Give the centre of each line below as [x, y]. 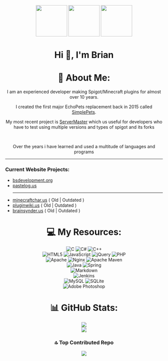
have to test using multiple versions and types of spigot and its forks [84, 127]
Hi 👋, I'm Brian [84, 55]
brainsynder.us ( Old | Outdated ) [46, 211]
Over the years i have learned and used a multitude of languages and [84, 147]
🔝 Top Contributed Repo [84, 342]
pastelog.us [24, 186]
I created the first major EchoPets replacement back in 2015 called [84, 107]
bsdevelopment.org [32, 180]
